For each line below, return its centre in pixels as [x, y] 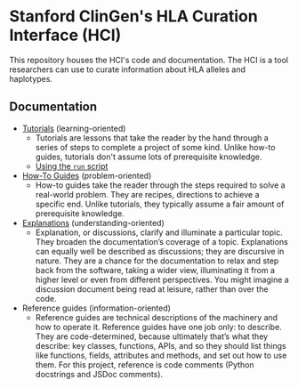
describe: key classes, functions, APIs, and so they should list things [161, 345]
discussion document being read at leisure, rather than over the [152, 289]
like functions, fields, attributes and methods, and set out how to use [161, 355]
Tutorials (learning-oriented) [74, 128]
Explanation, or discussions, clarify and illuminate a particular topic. [159, 232]
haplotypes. [31, 78]
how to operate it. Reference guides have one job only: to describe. [158, 327]
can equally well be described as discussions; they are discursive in [160, 251]
